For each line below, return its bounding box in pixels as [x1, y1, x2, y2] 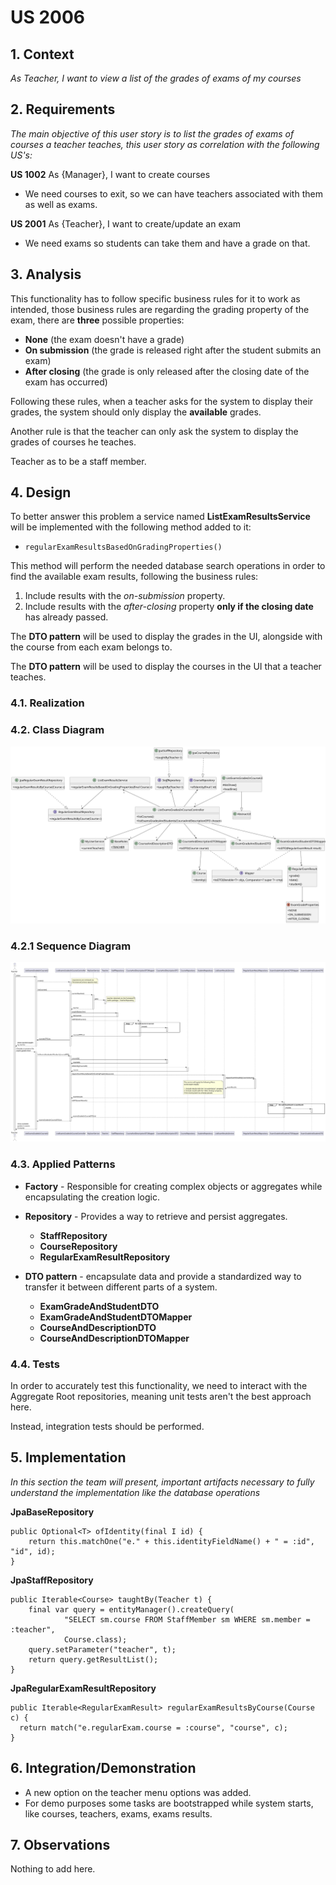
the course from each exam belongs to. [10, 641, 173, 653]
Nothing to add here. [10, 1863, 96, 1875]
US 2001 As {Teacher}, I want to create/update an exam [10, 217, 242, 230]
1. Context [10, 46, 75, 63]
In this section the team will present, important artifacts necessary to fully [10, 1476, 315, 1488]
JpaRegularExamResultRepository [10, 1682, 157, 1694]
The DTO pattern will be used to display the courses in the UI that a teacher [10, 661, 322, 673]
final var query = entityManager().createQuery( [28, 1604, 235, 1615]
